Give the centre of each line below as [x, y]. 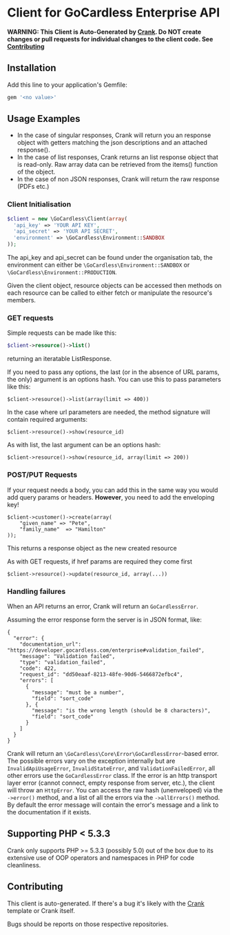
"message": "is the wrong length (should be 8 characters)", [122, 710]
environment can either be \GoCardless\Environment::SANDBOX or [98, 265]
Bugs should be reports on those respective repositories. [88, 924]
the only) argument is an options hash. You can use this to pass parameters [114, 380]
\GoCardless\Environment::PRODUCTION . [62, 272]
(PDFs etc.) [33, 187]
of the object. [36, 172]
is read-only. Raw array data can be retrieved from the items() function [117, 165]
